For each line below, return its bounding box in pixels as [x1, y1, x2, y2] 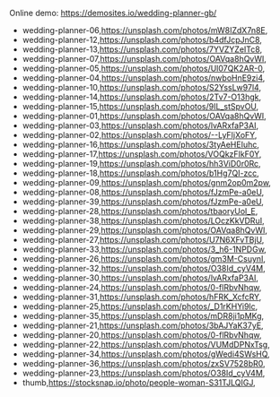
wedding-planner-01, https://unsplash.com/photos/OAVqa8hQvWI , [22, 111, 267, 121]
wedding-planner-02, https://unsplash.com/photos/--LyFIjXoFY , [22, 130, 258, 140]
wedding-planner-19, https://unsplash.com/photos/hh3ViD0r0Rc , [22, 159, 262, 168]
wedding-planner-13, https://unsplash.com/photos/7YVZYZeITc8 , [22, 44, 263, 55]
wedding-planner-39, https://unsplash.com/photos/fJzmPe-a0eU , [22, 196, 265, 207]
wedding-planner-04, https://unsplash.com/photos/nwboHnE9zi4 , [22, 73, 266, 83]
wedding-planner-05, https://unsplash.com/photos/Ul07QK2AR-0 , [22, 63, 266, 73]
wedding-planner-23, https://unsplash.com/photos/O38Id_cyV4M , [22, 367, 266, 378]
